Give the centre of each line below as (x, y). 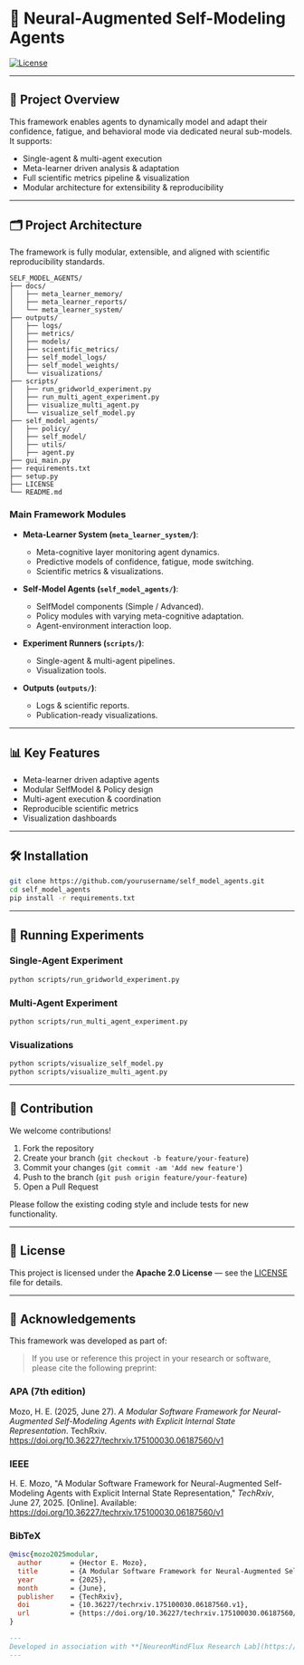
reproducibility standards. (57, 261)
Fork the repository (58, 1148)
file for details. (36, 1282)
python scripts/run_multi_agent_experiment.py (99, 1021)
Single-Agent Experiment (66, 961)
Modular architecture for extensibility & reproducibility (123, 187)
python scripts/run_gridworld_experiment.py (95, 979)
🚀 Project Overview (65, 100)
